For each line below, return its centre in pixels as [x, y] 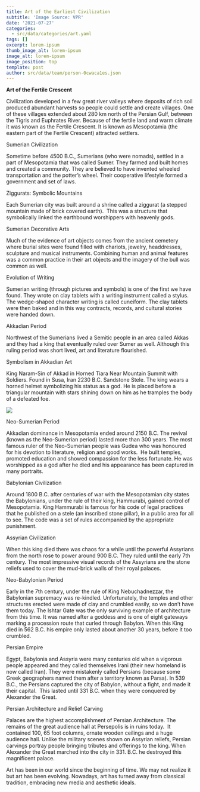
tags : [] [17, 39]
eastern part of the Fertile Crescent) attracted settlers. [73, 133]
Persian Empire [25, 647]
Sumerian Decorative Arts [38, 229]
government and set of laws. [41, 182]
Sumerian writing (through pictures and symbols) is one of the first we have [99, 289]
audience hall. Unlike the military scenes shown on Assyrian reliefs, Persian [99, 739]
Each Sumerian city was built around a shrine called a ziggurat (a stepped [97, 205]
